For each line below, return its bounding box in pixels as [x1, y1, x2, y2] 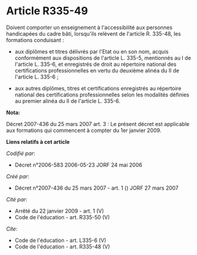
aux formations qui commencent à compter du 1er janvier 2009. [6, 127, 162, 134]
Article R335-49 [6, 4, 88, 18]
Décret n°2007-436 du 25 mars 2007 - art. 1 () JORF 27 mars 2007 [14, 184, 179, 191]
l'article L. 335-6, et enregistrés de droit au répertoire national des [14, 61, 177, 68]
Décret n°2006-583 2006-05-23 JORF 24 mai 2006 [14, 161, 142, 168]
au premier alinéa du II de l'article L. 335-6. [14, 97, 120, 105]
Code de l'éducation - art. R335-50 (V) [14, 213, 110, 221]
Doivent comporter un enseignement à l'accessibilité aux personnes [6, 24, 173, 31]
